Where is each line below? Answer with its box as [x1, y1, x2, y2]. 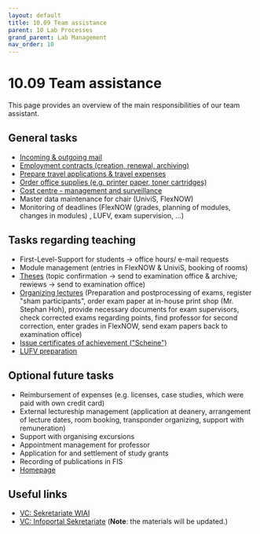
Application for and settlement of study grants [19, 448, 169, 458]
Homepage [19, 465, 57, 474]
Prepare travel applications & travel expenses [19, 169, 167, 178]
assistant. [8, 109, 39, 119]
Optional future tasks [8, 369, 115, 382]
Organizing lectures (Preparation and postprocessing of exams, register [19, 287, 252, 297]
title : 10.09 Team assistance [8, 19, 108, 27]
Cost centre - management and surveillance [19, 185, 163, 195]
